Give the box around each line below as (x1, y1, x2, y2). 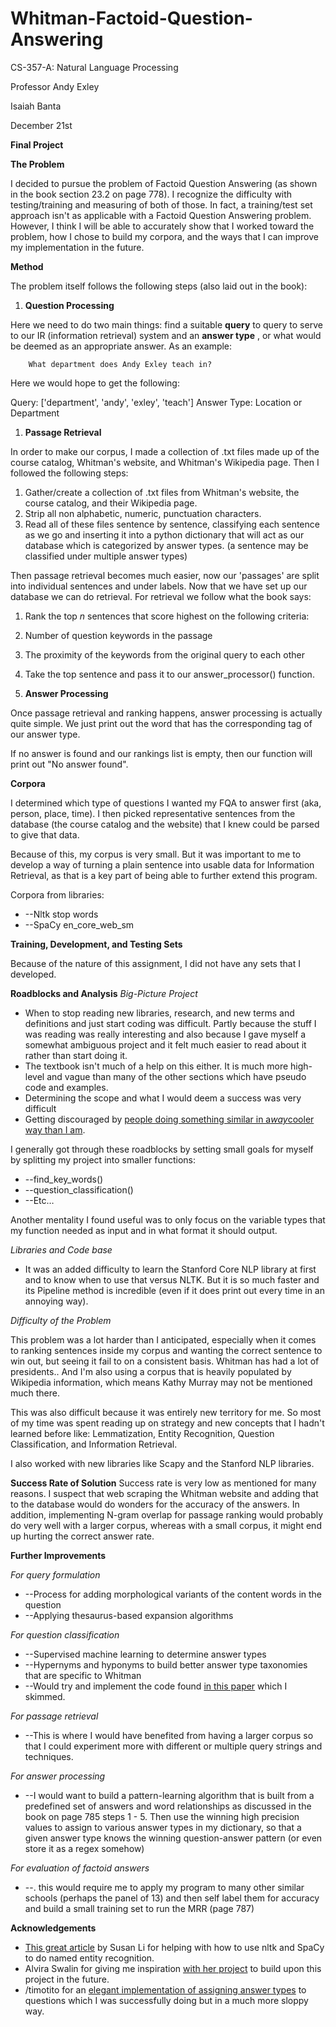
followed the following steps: (10, 467, 129, 479)
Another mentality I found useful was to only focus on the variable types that (10, 1213, 326, 1226)
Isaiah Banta (10, 100, 62, 112)
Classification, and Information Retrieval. (10, 1438, 178, 1450)
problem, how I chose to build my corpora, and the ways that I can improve (10, 230, 319, 242)
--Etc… (24, 1194, 55, 1206)
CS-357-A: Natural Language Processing (10, 61, 179, 73)
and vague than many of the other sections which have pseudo (46, 1070, 307, 1082)
